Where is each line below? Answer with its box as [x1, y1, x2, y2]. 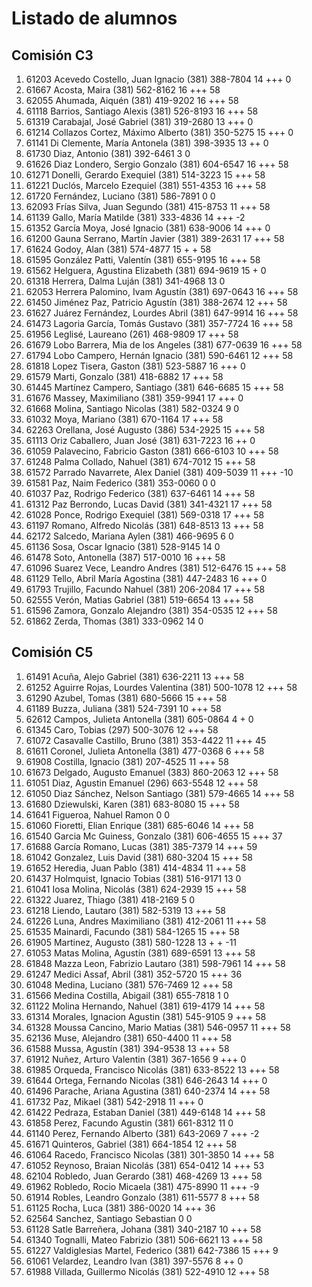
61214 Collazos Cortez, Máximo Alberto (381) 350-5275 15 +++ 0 [25, 127, 294, 138]
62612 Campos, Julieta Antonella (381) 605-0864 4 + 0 [25, 713, 254, 725]
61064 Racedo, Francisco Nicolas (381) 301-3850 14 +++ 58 [25, 1148, 275, 1161]
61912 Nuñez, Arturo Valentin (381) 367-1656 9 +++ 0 [25, 1053, 247, 1065]
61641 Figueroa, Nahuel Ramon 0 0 [25, 808, 171, 821]
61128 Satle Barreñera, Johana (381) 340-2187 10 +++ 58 [25, 1223, 262, 1235]
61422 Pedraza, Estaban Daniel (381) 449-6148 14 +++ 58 [25, 1106, 266, 1118]
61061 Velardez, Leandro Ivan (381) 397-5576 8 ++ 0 [25, 1255, 244, 1267]
